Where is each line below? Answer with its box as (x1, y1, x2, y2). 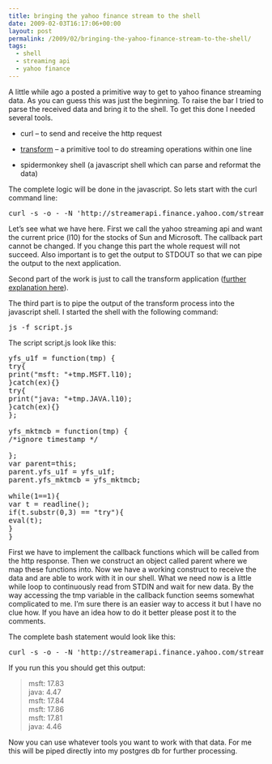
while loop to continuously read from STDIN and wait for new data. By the (8, 582, 254, 591)
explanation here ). (8, 282, 69, 292)
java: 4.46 (28, 721, 62, 731)
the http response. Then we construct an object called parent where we (8, 556, 248, 565)
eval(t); (8, 516, 43, 525)
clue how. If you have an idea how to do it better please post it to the (8, 607, 237, 617)
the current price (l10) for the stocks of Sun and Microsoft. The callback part (8, 232, 263, 242)
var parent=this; (8, 459, 77, 468)
